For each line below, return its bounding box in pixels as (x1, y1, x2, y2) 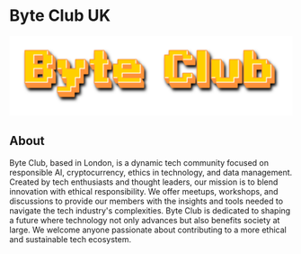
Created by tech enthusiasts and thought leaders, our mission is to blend (9, 177, 279, 187)
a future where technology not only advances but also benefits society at (9, 214, 280, 225)
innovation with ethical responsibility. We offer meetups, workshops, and (9, 186, 279, 196)
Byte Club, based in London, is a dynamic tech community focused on (9, 157, 270, 168)
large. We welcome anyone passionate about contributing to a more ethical (9, 224, 288, 235)
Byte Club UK (9, 5, 111, 26)
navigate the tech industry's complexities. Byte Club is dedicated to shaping (9, 204, 291, 216)
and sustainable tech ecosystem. (9, 233, 132, 244)
